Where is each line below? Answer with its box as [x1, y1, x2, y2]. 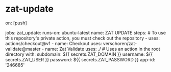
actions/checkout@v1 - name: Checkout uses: [5, 40, 102, 46]
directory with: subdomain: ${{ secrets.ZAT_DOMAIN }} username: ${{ [5, 51, 153, 57]
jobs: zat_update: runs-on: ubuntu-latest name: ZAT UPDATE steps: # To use [5, 29, 166, 35]
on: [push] [5, 20, 27, 26]
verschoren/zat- [103, 40, 137, 46]
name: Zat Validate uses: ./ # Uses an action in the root [45, 46, 160, 52]
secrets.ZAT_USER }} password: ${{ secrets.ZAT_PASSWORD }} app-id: [5, 56, 156, 62]
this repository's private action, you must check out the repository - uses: [5, 35, 160, 41]
